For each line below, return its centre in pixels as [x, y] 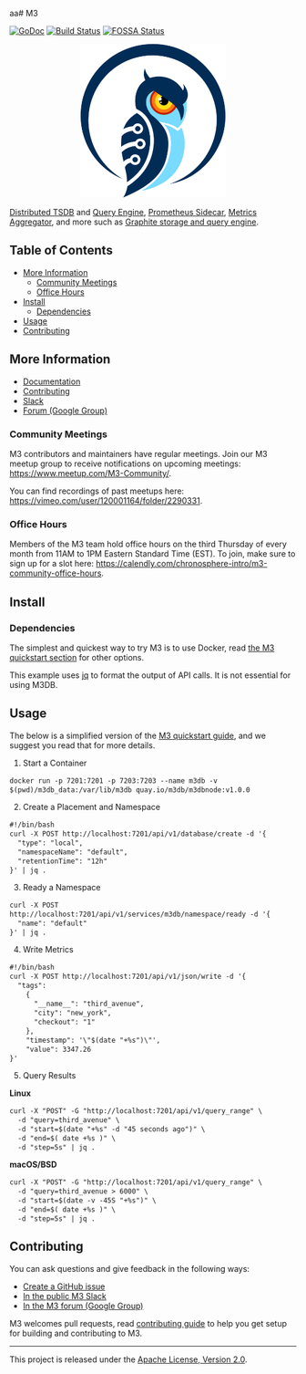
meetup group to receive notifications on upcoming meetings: [125, 463]
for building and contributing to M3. [76, 1333]
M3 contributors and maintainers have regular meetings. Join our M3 [139, 453]
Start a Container [55, 763]
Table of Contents [61, 250]
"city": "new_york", [72, 1013]
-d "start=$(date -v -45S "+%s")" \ [87, 1200]
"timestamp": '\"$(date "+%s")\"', [93, 1040]
